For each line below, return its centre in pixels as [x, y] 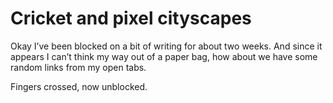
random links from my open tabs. [78, 67]
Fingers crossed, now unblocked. [79, 86]
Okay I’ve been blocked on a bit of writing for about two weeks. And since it [166, 46]
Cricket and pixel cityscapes [131, 18]
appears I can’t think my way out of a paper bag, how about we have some [164, 56]
